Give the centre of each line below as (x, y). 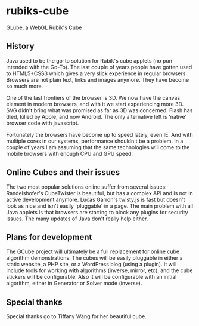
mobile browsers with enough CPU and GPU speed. (69, 153)
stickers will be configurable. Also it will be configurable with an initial (91, 277)
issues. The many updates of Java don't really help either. (77, 219)
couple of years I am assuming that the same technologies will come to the (98, 147)
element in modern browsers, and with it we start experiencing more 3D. (95, 104)
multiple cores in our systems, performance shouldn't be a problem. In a (95, 141)
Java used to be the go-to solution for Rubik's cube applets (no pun (89, 60)
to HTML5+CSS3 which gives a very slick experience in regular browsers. (97, 73)
